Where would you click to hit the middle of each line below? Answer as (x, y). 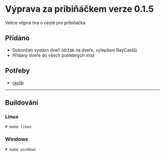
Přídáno (17, 38)
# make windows (21, 149)
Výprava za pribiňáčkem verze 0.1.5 (79, 9)
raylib (18, 83)
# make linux (18, 127)
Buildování (22, 103)
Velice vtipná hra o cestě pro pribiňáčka (45, 23)
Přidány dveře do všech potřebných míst (53, 55)
